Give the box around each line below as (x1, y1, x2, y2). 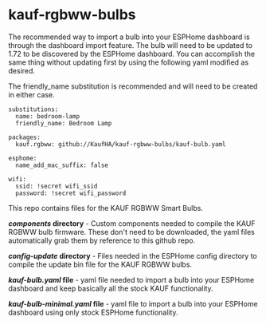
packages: (8, 133, 41, 141)
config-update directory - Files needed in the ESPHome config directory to (8, 251, 257, 260)
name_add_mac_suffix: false (15, 161, 109, 169)
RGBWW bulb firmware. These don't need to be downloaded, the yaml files (8, 227, 255, 236)
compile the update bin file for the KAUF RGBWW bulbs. (8, 260, 193, 269)
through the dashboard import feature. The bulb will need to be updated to (8, 40, 253, 50)
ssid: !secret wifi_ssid (15, 182, 98, 190)
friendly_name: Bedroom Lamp (15, 119, 112, 127)
